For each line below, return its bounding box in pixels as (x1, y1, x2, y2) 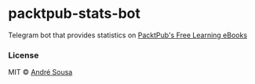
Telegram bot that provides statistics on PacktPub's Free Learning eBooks (8, 30, 248, 40)
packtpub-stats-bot (8, 5, 141, 23)
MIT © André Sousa (8, 68, 73, 77)
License (8, 50, 39, 61)
